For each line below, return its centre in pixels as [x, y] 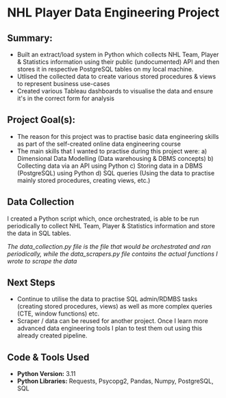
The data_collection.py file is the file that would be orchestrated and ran [109, 246]
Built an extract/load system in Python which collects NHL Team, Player [118, 54]
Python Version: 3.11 [46, 374]
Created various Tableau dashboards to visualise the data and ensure [115, 91]
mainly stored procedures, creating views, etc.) [84, 180]
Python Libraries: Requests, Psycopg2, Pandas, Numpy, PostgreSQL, [115, 381]
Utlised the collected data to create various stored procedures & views [116, 76]
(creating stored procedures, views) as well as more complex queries [114, 307]
